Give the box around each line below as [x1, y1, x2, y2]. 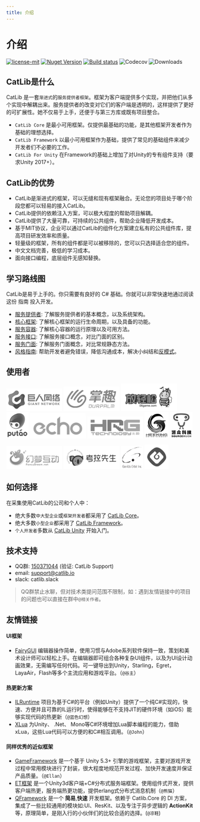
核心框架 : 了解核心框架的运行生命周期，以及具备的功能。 [14, 318, 154, 325]
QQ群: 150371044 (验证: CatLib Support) [14, 563, 114, 570]
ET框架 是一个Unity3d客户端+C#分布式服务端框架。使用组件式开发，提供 [14, 780, 194, 787]
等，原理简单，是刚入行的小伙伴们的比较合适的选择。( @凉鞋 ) [14, 809, 161, 817]
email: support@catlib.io [14, 570, 75, 577]
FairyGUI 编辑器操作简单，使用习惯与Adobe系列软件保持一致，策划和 [14, 647, 185, 654]
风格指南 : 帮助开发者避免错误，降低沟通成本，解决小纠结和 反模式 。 [14, 348, 180, 355]
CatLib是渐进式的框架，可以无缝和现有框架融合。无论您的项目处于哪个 [14, 194, 187, 202]
